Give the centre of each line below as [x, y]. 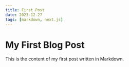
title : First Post [25, 10]
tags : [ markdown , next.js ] [34, 19]
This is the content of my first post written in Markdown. [65, 59]
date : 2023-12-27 [24, 15]
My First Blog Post [45, 45]
